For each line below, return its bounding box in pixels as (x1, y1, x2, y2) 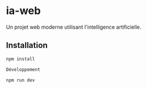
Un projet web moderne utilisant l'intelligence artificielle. (6, 23, 142, 30)
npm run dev (6, 77, 35, 83)
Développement (6, 66, 41, 73)
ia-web (6, 4, 41, 18)
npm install (6, 56, 35, 62)
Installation (6, 40, 48, 50)
